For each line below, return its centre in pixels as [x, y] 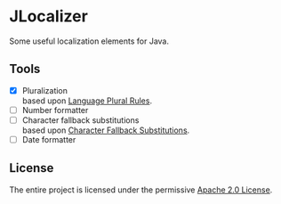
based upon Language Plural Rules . [87, 101]
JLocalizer [49, 16]
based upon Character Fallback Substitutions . [106, 130]
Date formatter [49, 139]
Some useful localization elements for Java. [89, 41]
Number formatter [55, 110]
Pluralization [45, 90]
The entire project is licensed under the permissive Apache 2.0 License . [141, 190]
